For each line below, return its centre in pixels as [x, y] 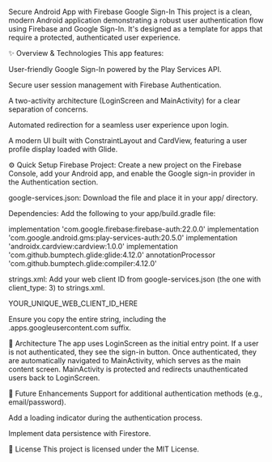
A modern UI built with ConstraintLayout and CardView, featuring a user [128, 140]
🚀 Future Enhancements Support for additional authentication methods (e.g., [136, 393]
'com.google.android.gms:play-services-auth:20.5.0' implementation [123, 237]
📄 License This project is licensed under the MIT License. [104, 449]
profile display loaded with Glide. [63, 149]
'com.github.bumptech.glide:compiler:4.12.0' [83, 263]
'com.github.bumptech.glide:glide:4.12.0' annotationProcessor [112, 255]
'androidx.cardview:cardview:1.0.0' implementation [93, 246]
